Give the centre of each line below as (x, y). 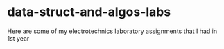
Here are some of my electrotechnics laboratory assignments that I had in (112, 31)
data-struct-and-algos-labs (89, 12)
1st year (18, 38)
